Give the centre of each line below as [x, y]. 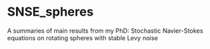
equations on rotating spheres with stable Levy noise [82, 37]
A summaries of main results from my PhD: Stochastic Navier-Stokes [105, 31]
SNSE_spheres [50, 12]
